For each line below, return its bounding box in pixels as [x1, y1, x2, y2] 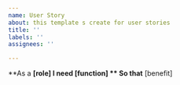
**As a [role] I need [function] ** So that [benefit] [8, 69, 173, 78]
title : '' [8, 26, 41, 34]
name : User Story [8, 11, 65, 19]
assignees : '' [8, 41, 55, 48]
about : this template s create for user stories [8, 19, 171, 27]
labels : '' [8, 33, 44, 41]
